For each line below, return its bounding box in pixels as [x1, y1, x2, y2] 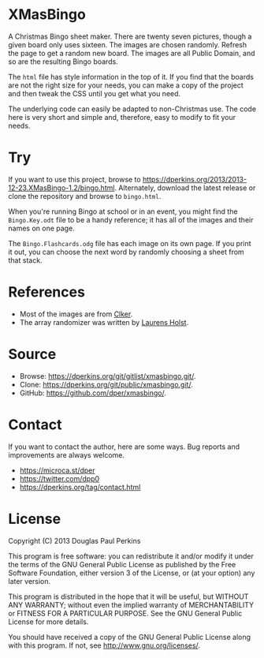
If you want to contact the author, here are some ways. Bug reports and [8, 442, 240, 451]
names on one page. [8, 223, 75, 233]
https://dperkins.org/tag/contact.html [19, 482, 141, 492]
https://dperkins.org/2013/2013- [142, 174, 247, 184]
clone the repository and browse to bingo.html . [8, 191, 162, 200]
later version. [8, 576, 51, 585]
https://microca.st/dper [19, 465, 96, 475]
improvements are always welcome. [8, 450, 125, 459]
